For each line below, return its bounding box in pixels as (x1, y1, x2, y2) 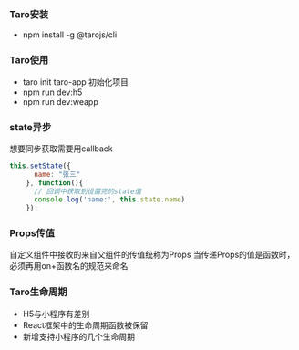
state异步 (9, 120, 52, 133)
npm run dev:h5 (22, 87, 83, 98)
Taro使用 (9, 54, 49, 67)
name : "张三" (33, 170, 81, 179)
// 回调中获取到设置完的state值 (33, 187, 142, 196)
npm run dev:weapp (22, 96, 98, 107)
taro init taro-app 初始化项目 (22, 76, 129, 87)
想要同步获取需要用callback (9, 143, 114, 154)
